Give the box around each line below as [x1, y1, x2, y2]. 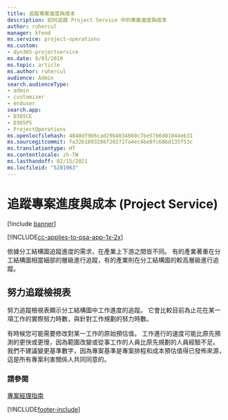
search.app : [7, 106, 41, 113]
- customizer [7, 94, 45, 101]
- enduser [7, 100, 36, 107]
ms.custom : [7, 42, 39, 49]
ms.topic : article [7, 61, 60, 68]
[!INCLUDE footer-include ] [7, 405, 81, 413]
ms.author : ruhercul [7, 68, 67, 75]
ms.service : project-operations [7, 36, 100, 43]
